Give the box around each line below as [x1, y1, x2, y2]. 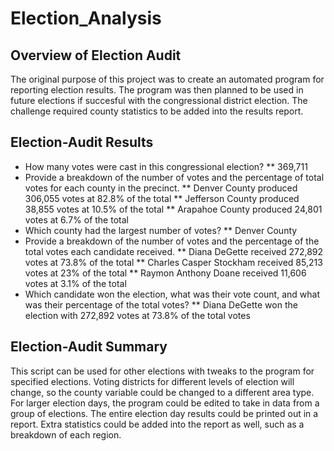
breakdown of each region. [10, 428, 122, 441]
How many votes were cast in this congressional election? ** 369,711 [24, 160, 308, 172]
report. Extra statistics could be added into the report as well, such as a [10, 418, 305, 430]
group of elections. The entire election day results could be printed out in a [10, 407, 319, 419]
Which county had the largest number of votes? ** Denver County [24, 224, 298, 236]
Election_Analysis [10, 7, 162, 30]
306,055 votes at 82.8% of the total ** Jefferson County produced [24, 192, 300, 204]
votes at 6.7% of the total [24, 213, 129, 226]
